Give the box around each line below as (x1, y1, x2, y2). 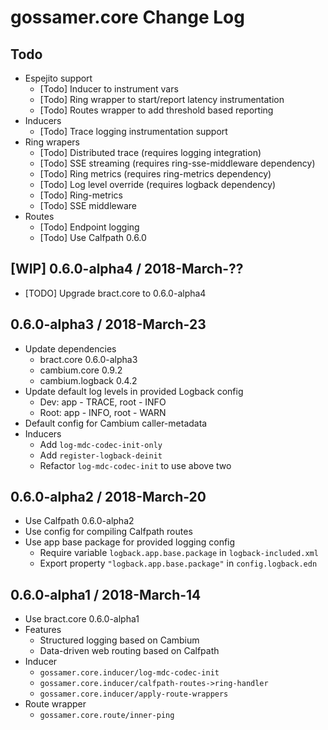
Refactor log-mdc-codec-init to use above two (39, 459, 232, 471)
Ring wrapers (24, 136, 80, 148)
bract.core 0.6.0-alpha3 (39, 353, 138, 365)
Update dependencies (24, 342, 117, 355)
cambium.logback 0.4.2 (39, 374, 138, 386)
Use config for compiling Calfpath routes (24, 526, 193, 538)
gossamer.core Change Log (10, 6, 245, 29)
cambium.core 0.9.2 (39, 364, 123, 376)
